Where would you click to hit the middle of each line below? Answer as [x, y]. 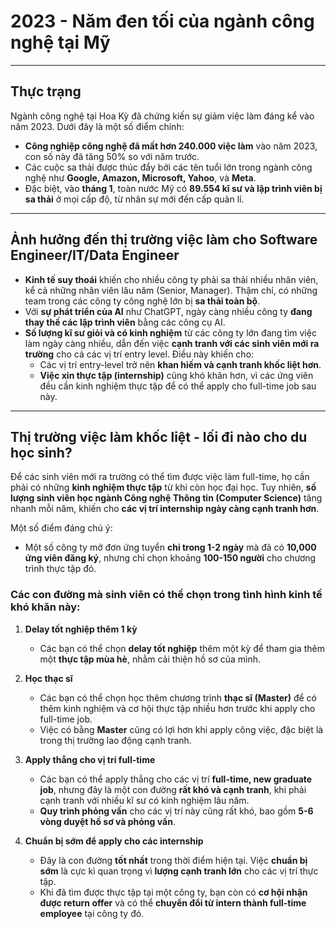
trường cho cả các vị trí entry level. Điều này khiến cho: [139, 354]
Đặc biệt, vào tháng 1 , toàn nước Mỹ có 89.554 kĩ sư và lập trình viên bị [173, 188]
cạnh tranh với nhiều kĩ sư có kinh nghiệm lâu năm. [144, 800]
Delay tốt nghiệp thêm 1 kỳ [81, 629]
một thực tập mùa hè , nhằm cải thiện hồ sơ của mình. [150, 659]
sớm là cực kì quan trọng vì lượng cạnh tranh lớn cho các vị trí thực [179, 871]
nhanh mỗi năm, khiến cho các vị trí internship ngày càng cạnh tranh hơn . [165, 509]
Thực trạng [46, 91]
